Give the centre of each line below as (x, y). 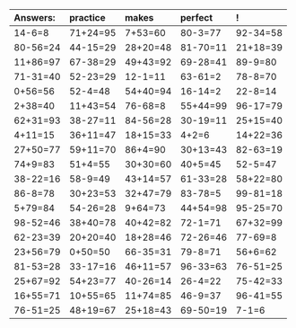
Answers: (35, 18)
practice (87, 18)
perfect (197, 18)
